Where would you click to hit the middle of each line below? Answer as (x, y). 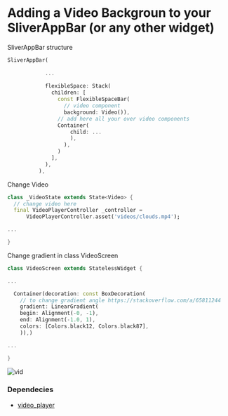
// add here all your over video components (123, 119)
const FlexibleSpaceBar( (94, 100)
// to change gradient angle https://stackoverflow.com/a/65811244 (120, 300)
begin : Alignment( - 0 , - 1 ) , (59, 314)
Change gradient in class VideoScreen (63, 255)
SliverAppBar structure (40, 47)
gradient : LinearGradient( (59, 307)
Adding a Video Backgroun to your (109, 13)
